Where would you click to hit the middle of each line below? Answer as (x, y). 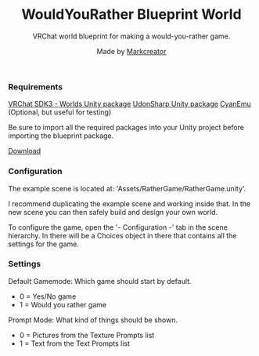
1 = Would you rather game (63, 304)
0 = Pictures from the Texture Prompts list (87, 335)
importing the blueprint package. (61, 136)
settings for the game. (44, 244)
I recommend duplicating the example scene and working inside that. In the (129, 203)
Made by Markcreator (131, 51)
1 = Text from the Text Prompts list (75, 343)
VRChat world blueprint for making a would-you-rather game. (131, 36)
